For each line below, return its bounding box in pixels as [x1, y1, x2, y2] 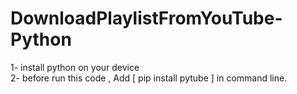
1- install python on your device [10, 61, 140, 73]
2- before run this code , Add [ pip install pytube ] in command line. [10, 72, 288, 84]
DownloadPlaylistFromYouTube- [10, 7, 283, 30]
